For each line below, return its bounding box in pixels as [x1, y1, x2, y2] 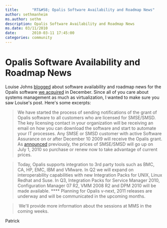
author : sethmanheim [5, 12, 48, 17]
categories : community [5, 35, 52, 40]
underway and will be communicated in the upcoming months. [17, 193, 146, 199]
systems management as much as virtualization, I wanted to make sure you [5, 94, 160, 100]
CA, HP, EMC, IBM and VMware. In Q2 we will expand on [17, 167, 134, 173]
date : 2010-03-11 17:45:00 [5, 30, 75, 35]
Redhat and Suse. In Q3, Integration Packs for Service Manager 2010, [17, 177, 160, 183]
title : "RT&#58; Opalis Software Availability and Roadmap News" [5, 7, 155, 12]
